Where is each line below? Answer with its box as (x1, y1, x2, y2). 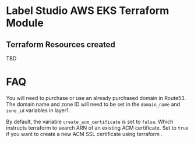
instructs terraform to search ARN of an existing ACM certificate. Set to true (6, 124, 189, 131)
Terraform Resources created (6, 40, 115, 49)
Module (6, 16, 44, 30)
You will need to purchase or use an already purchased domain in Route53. (6, 94, 186, 101)
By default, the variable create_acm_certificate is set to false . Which (6, 118, 174, 125)
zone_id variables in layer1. (6, 106, 70, 114)
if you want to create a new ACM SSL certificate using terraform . (6, 130, 163, 137)
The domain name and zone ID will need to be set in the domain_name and (6, 101, 181, 108)
